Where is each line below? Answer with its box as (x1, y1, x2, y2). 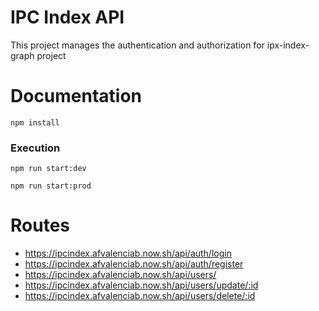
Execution (10, 141, 61, 155)
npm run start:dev (10, 164, 87, 174)
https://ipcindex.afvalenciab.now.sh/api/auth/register (24, 258, 244, 270)
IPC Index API (10, 6, 125, 29)
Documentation (10, 85, 143, 108)
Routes (10, 214, 70, 237)
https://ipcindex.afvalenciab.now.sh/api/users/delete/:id (24, 290, 256, 302)
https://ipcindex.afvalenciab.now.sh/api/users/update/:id (24, 279, 259, 291)
